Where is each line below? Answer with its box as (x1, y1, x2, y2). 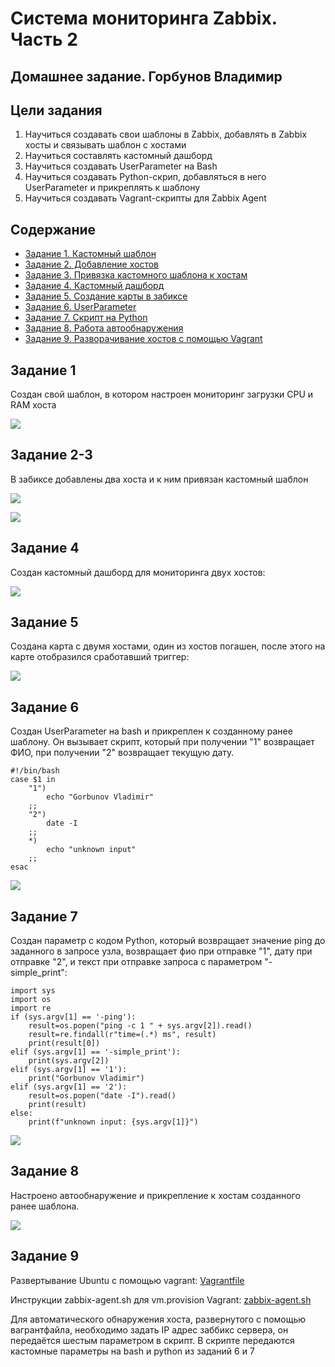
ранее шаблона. (10, 1200, 80, 1212)
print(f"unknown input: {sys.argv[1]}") (28, 1117, 199, 1127)
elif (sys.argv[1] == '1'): (10, 1065, 128, 1075)
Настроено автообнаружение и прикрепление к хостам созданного (10, 1189, 301, 1201)
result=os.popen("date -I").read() (28, 1091, 177, 1101)
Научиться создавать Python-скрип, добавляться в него (24, 171, 267, 183)
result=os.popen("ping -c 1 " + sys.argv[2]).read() (28, 1021, 253, 1031)
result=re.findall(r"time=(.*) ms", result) (28, 1030, 217, 1040)
